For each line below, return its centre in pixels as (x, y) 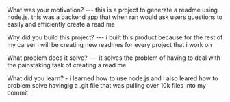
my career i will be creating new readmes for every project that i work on (110, 45)
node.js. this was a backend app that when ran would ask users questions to (115, 17)
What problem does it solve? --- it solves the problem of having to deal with (114, 58)
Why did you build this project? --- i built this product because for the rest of (115, 37)
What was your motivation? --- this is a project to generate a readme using (112, 10)
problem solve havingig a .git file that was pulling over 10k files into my (107, 85)
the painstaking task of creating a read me (67, 65)
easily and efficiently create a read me (61, 24)
